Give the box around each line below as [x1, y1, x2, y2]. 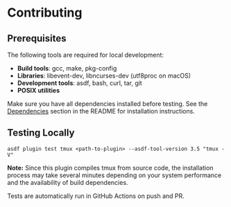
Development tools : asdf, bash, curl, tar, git [17, 79, 142, 87]
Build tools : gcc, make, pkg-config [17, 64, 117, 72]
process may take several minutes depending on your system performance [7, 171, 222, 179]
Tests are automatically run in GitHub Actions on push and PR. [7, 192, 185, 200]
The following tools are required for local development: [7, 51, 164, 59]
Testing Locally [7, 127, 75, 139]
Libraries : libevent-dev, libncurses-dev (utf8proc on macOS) [17, 71, 191, 80]
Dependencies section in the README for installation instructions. [7, 107, 196, 115]
